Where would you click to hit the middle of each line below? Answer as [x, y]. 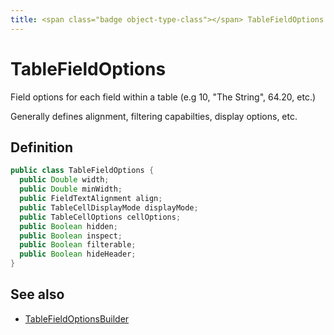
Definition [41, 147]
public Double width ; [64, 180]
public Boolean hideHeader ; [78, 254]
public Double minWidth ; [71, 189]
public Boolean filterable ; [78, 245]
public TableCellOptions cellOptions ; [100, 217]
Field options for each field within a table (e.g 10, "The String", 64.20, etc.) [163, 97]
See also [37, 294]
